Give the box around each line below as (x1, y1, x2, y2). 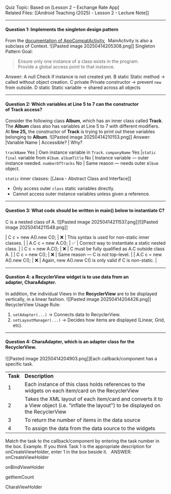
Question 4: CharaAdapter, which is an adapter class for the (5, 339, 135, 345)
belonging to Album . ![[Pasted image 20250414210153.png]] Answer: (5, 134, 151, 140)
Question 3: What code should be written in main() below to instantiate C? (5, 207, 165, 214)
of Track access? (5, 106, 42, 112)
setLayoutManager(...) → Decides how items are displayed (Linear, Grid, (12, 317, 165, 323)
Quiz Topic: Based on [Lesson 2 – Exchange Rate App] (5, 5, 120, 10)
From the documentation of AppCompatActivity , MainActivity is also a (5, 38, 153, 44)
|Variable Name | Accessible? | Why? (5, 139, 83, 146)
